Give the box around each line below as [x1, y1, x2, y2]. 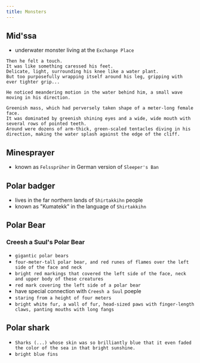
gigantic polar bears [14, 253, 69, 259]
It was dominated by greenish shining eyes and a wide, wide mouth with [6, 116, 191, 122]
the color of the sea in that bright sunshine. [14, 344, 136, 351]
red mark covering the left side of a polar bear [14, 282, 141, 288]
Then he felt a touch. [6, 58, 63, 64]
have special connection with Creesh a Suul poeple [14, 287, 141, 294]
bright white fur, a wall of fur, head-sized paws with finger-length [14, 301, 195, 307]
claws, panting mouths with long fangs [14, 306, 115, 312]
